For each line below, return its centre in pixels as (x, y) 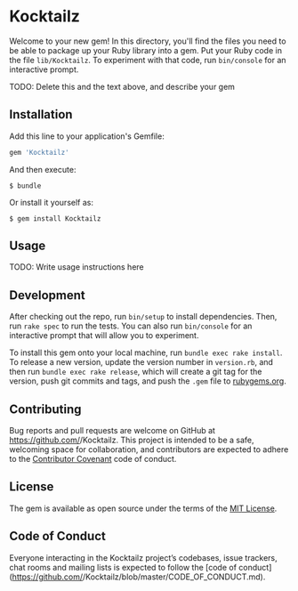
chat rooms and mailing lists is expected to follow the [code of (123, 567)
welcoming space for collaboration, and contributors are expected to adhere (149, 449)
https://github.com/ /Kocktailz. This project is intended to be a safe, (132, 440)
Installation (41, 114)
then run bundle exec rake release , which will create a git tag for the (136, 372)
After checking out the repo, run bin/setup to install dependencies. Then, (143, 317)
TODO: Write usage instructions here (77, 267)
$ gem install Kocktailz (55, 219)
